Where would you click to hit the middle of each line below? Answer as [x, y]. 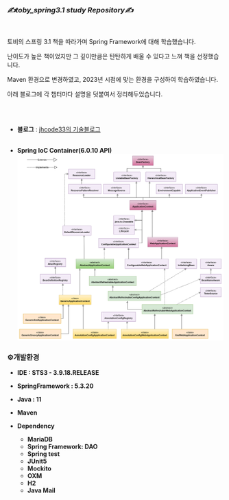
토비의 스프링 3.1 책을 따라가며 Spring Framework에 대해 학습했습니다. [102, 42]
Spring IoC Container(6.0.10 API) [64, 151]
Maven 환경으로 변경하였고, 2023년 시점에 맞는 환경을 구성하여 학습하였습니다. [112, 80]
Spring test [44, 454]
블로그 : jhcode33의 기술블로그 [59, 129]
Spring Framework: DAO [62, 447]
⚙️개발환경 [23, 357]
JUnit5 [37, 461]
